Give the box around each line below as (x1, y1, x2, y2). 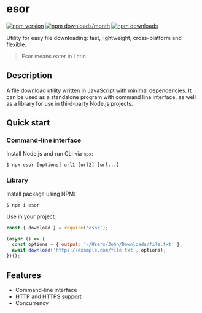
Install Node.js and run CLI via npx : (6, 150, 93, 157)
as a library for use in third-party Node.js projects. (6, 100, 133, 107)
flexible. (6, 41, 26, 48)
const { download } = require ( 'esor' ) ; (6, 224, 109, 231)
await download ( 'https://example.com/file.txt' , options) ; (12, 247, 166, 253)
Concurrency (15, 299, 49, 306)
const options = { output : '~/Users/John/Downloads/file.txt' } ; (12, 242, 183, 248)
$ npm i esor (6, 202, 40, 208)
